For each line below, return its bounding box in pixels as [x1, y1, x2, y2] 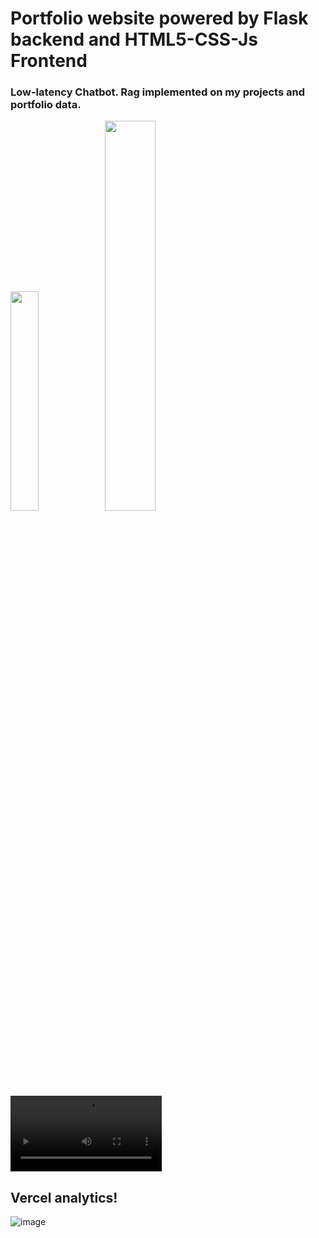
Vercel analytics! [10, 1189, 118, 1206]
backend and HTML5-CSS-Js [10, 28, 258, 51]
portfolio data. [10, 98, 82, 112]
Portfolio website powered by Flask [10, 7, 309, 30]
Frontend [10, 50, 88, 72]
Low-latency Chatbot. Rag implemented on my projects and [10, 85, 305, 99]
